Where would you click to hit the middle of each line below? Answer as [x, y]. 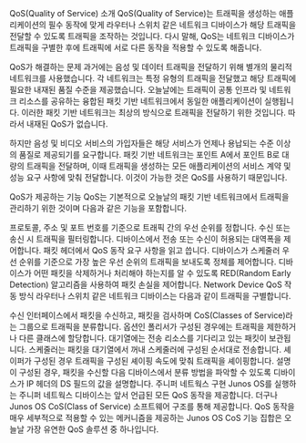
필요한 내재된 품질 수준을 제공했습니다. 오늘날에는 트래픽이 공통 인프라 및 [138, 90]
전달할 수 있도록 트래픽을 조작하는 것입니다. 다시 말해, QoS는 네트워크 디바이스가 [152, 36]
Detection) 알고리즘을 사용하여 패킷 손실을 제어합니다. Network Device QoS [146, 284]
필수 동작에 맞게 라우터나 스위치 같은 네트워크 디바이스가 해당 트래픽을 [173, 25]
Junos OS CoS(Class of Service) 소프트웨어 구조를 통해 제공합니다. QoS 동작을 [152, 407]
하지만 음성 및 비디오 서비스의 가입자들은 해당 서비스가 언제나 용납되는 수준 [142, 143]
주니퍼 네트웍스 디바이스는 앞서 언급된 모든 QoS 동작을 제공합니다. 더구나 [148, 395]
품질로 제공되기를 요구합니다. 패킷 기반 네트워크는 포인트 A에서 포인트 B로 [149, 155]
